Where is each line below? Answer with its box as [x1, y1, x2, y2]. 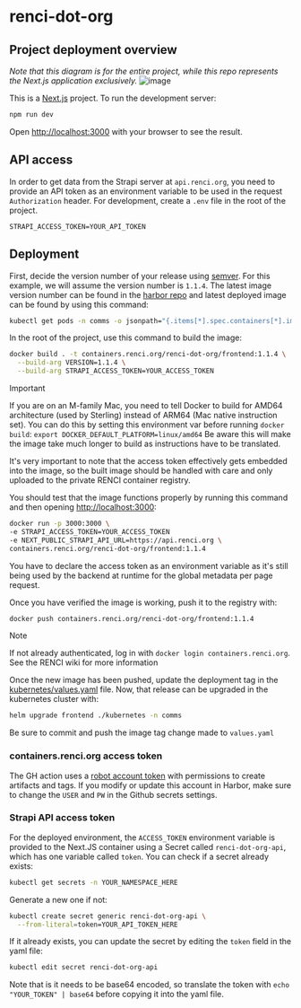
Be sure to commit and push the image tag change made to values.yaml [9, 727, 275, 738]
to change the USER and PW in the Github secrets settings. [9, 789, 218, 800]
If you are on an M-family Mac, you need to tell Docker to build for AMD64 [9, 400, 284, 410]
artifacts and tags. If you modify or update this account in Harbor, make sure [9, 779, 292, 791]
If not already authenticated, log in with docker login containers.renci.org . [9, 648, 291, 659]
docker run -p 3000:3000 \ [9, 519, 110, 528]
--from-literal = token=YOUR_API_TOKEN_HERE [17, 920, 178, 929]
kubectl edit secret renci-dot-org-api [9, 963, 159, 972]
